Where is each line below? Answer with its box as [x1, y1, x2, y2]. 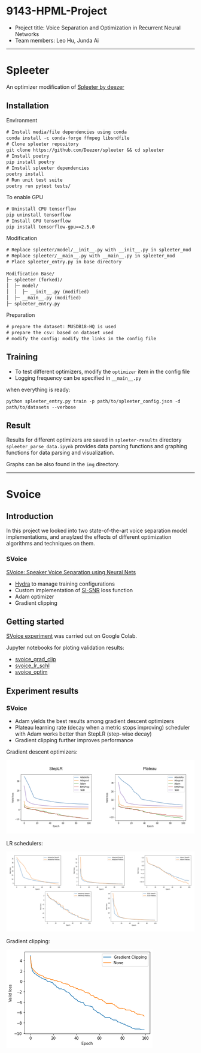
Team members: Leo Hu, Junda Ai [14, 37, 99, 44]
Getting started [6, 617, 65, 626]
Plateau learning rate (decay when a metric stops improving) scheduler [14, 724, 190, 731]
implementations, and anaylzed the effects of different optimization [6, 533, 172, 541]
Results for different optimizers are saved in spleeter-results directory [6, 436, 182, 443]
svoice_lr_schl [14, 662, 50, 670]
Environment [6, 116, 38, 124]
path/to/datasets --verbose [6, 404, 77, 410]
